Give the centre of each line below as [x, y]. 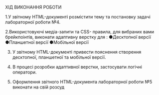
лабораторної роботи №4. [33, 22]
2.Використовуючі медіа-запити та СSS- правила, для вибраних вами [80, 32]
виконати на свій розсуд [38, 87]
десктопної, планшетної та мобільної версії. [59, 57]
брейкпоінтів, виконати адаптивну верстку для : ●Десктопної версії [78, 37]
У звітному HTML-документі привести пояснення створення [77, 52]
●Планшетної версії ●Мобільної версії [47, 42]
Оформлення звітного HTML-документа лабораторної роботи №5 [82, 82]
